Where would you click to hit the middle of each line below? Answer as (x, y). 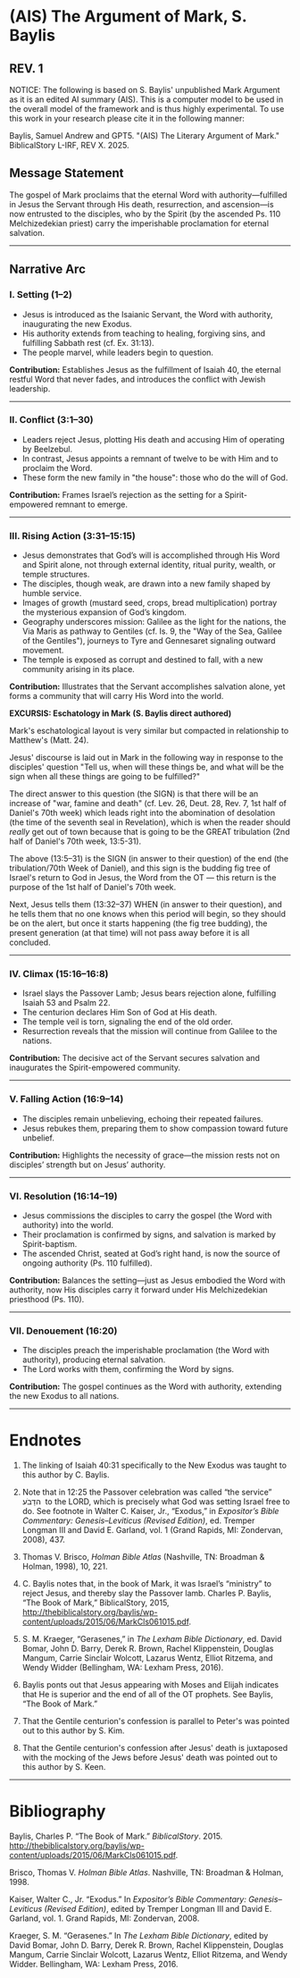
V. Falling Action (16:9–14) (67, 1099)
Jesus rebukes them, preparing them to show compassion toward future (155, 1128)
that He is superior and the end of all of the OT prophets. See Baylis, (148, 1695)
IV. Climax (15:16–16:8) (59, 974)
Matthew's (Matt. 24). (49, 740)
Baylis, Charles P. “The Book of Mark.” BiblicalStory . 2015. (116, 1836)
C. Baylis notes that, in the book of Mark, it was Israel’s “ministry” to (147, 1584)
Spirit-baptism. (50, 1243)
